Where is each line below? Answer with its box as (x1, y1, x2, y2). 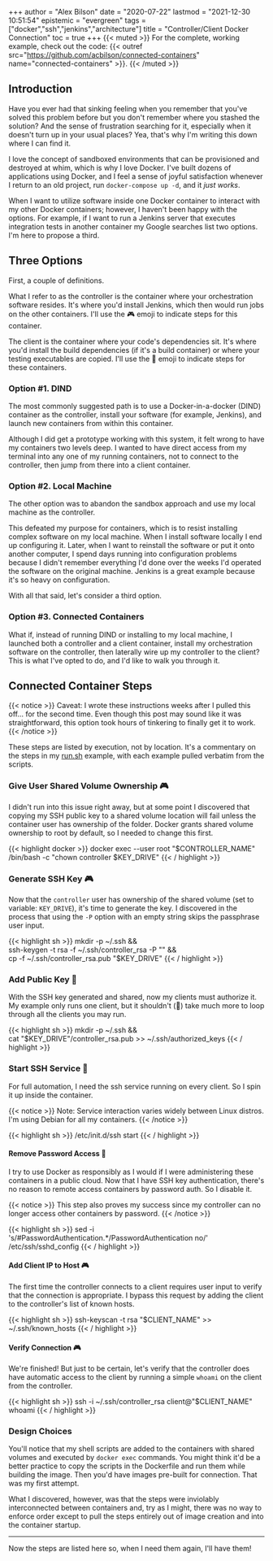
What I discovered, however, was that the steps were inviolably (8, 1494, 219, 1504)
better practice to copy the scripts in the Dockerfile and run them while (8, 1461, 246, 1471)
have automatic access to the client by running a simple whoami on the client (8, 1372, 262, 1382)
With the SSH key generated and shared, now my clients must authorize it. (8, 992, 258, 1002)
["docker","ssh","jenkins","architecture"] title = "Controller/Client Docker (8, 24, 249, 33)
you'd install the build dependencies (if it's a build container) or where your (8, 345, 260, 354)
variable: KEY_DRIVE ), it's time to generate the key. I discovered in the (8, 902, 238, 913)
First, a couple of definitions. (8, 276, 104, 285)
